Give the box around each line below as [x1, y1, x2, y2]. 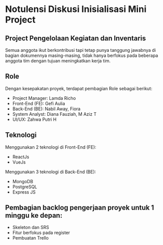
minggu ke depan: [5, 211, 63, 220]
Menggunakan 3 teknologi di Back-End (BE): [5, 169, 96, 175]
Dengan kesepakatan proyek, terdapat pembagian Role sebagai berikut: [5, 85, 153, 91]
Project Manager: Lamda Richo [12, 95, 76, 101]
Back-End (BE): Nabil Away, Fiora [12, 106, 81, 112]
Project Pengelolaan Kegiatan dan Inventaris [5, 34, 146, 42]
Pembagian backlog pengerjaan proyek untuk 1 [5, 204, 155, 212]
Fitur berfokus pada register [12, 230, 70, 236]
